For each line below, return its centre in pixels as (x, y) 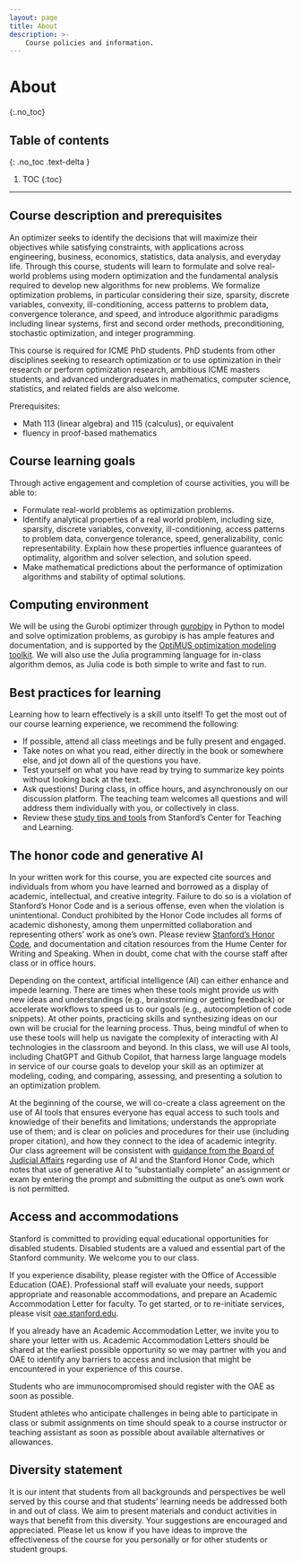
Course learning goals (73, 461)
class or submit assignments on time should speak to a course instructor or (148, 1422)
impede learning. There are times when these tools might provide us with (144, 990)
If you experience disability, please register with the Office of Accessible (143, 1275)
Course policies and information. (90, 43)
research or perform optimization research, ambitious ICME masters (135, 369)
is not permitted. (39, 1189)
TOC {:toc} (42, 179)
